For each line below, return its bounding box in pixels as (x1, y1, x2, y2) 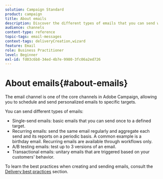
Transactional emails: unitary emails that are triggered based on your (12, 149, 150, 155)
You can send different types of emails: (5, 108, 83, 114)
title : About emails (5, 16, 47, 21)
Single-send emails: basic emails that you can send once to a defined (12, 118, 151, 124)
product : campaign (5, 12, 42, 17)
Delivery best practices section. (5, 169, 69, 175)
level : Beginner (5, 52, 38, 57)
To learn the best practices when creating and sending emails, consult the (5, 163, 153, 169)
